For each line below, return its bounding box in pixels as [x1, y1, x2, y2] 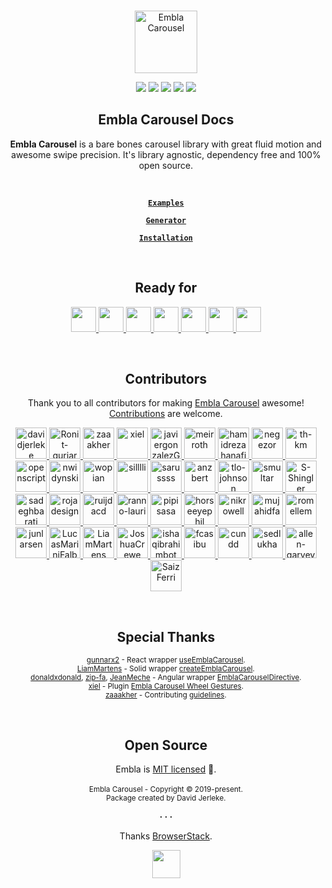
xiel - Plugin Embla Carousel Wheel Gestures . [87, 681, 245, 692]
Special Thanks [116, 628, 216, 645]
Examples [147, 198, 185, 208]
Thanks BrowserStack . [119, 830, 213, 842]
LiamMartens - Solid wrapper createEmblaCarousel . [77, 664, 255, 674]
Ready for [134, 280, 198, 297]
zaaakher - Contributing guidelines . [105, 690, 227, 700]
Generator [145, 215, 187, 225]
